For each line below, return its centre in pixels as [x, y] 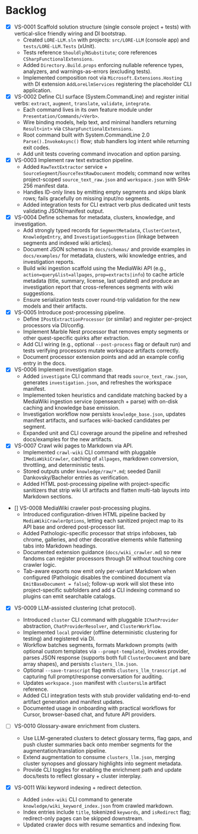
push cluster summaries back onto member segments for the [98, 744]
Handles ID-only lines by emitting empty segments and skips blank [104, 192]
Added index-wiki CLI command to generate [78, 799]
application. [37, 90]
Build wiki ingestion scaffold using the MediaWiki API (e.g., [95, 268]
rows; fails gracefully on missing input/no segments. [87, 198]
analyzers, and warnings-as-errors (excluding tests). [87, 71]
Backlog [26, 10]
